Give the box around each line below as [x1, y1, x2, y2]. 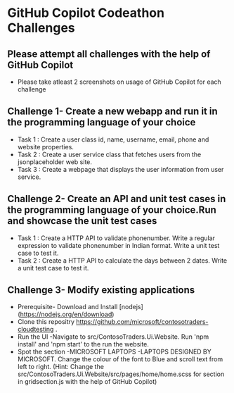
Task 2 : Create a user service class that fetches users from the [17, 150, 202, 158]
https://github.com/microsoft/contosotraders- [76, 318, 209, 326]
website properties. [17, 142, 74, 151]
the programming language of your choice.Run [7, 204, 216, 216]
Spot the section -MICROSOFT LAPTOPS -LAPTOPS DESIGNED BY [17, 347, 212, 356]
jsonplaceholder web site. [17, 157, 93, 166]
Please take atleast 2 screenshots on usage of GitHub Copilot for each [17, 77, 221, 86]
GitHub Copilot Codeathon [7, 5, 165, 21]
